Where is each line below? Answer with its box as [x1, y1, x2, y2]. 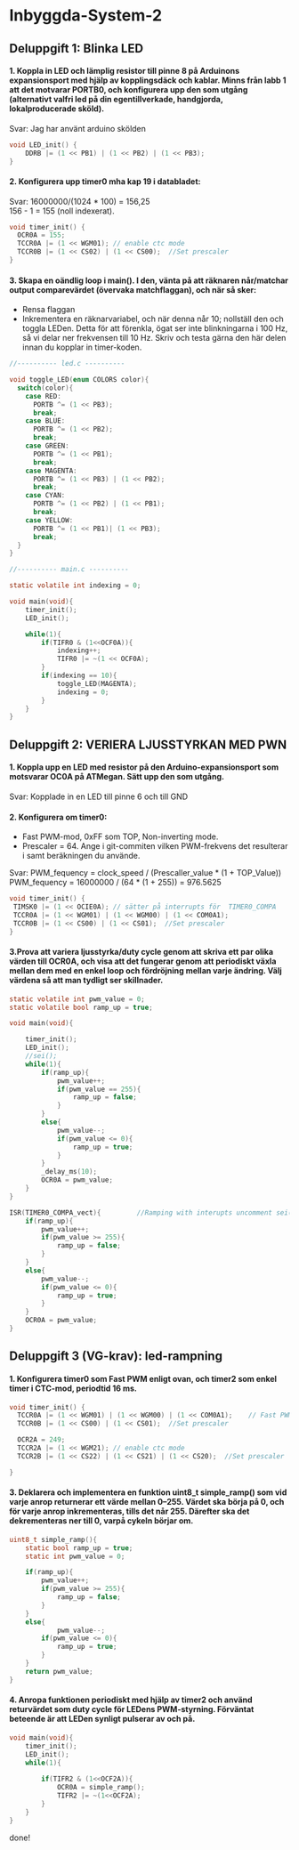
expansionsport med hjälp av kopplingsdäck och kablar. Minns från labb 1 [9, 75, 287, 85]
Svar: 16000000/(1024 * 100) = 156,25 [9, 196, 150, 206]
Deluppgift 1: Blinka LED [9, 41, 144, 56]
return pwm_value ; [25, 1667, 93, 1676]
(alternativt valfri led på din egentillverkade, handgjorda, [9, 94, 223, 105]
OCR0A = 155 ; [17, 230, 66, 240]
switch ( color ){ [17, 384, 74, 392]
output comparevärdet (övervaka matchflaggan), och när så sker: [9, 284, 256, 295]
